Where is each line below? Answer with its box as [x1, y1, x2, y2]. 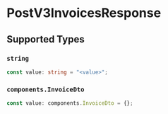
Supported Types [6, 33, 85, 45]
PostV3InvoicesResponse [6, 5, 162, 21]
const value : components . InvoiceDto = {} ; [6, 100, 133, 107]
